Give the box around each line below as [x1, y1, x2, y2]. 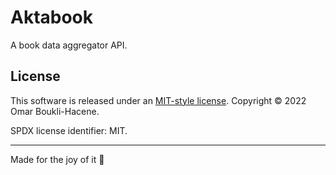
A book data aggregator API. [10, 39, 128, 51]
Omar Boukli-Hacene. [10, 105, 100, 117]
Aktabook [10, 6, 94, 29]
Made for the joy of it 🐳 [10, 153, 105, 165]
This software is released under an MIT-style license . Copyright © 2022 [10, 94, 307, 106]
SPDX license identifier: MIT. [10, 124, 128, 136]
